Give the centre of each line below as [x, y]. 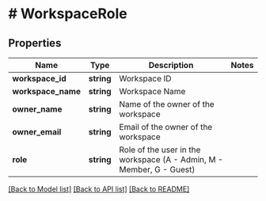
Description [171, 65]
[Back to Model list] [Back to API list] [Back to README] [99, 189]
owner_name [37, 109]
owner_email [37, 132]
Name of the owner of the [167, 104]
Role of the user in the [160, 150]
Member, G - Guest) [157, 169]
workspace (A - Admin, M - [171, 159]
